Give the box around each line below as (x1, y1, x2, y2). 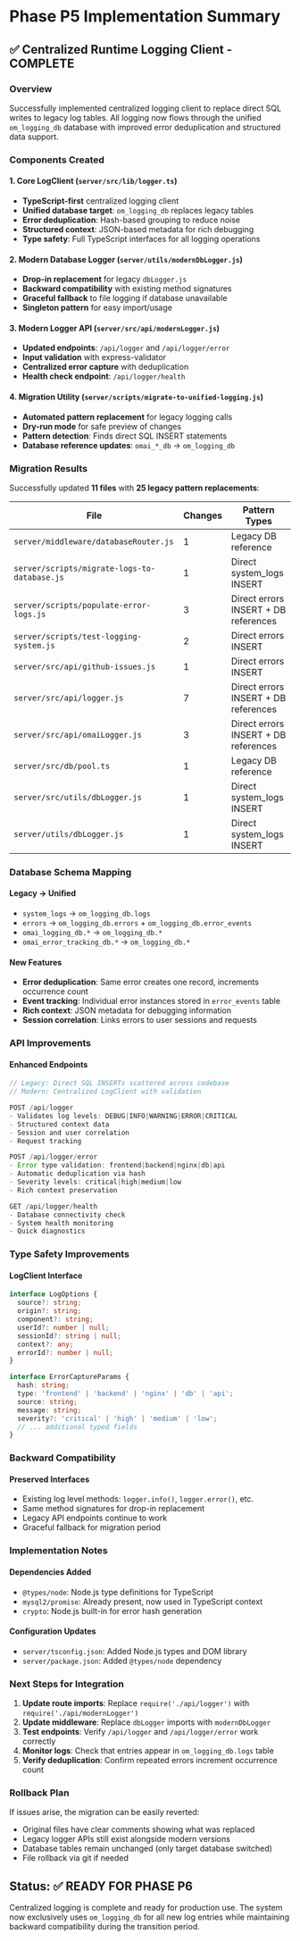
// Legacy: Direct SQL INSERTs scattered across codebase (9, 1079, 229, 1088)
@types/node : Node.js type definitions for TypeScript (21, 1586, 214, 1597)
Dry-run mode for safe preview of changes (21, 421, 181, 431)
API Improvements (9, 1037, 92, 1050)
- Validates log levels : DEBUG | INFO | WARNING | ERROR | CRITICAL (9, 1111, 238, 1120)
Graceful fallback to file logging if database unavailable (21, 293, 228, 304)
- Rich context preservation (9, 1185, 118, 1194)
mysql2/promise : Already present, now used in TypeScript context (21, 1596, 263, 1607)
